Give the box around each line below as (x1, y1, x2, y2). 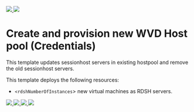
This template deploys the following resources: (6, 76, 119, 83)
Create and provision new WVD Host (6, 27, 188, 40)
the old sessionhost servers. (6, 65, 74, 72)
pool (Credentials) (6, 39, 96, 53)
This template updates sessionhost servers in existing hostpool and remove (6, 59, 189, 66)
